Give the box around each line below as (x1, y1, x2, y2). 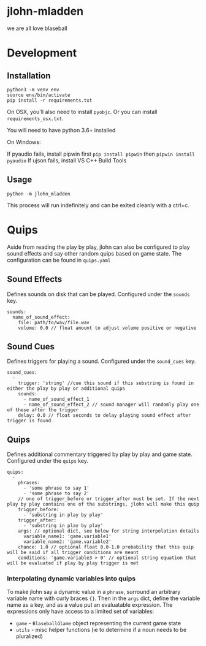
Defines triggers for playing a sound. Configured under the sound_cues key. (7, 357, 196, 365)
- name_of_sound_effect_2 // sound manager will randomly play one (23, 401, 200, 408)
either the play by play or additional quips (7, 386, 125, 392)
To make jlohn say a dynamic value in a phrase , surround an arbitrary (7, 588, 181, 596)
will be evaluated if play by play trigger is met (7, 560, 139, 566)
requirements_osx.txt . (7, 115, 64, 122)
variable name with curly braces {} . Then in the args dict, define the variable (7, 595, 200, 602)
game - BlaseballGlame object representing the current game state (15, 620, 181, 627)
